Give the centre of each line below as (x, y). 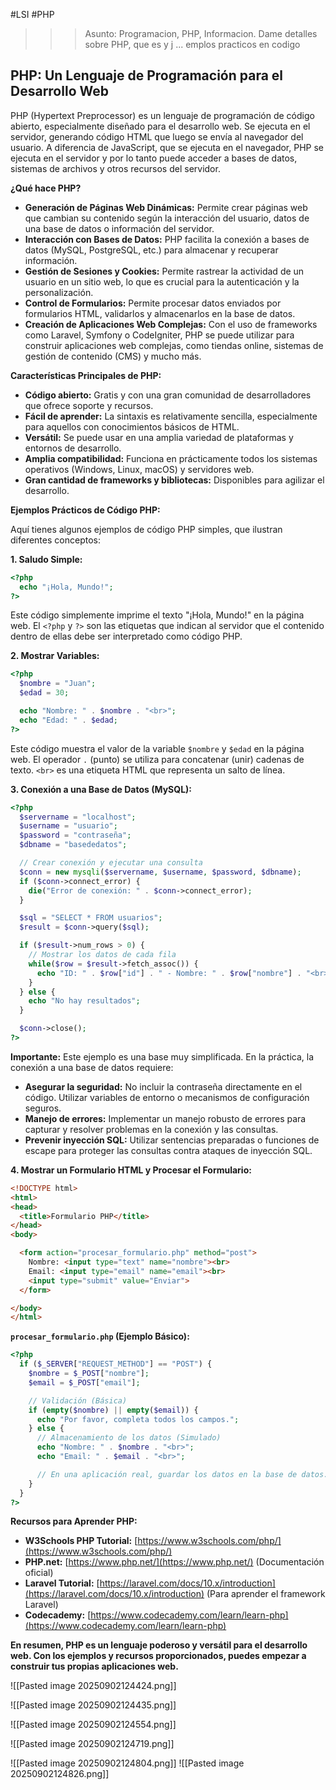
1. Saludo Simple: (46, 559)
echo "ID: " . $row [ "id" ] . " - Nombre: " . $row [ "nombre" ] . (169, 973)
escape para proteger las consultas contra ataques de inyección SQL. (168, 1150)
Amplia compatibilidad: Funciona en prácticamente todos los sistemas (171, 458)
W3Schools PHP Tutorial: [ (81, 1541)
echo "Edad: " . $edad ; (68, 720)
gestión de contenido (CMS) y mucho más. (113, 356)
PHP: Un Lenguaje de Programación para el (147, 75)
